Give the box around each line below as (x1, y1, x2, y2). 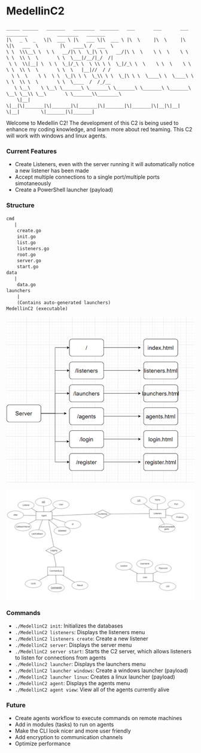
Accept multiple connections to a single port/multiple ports (14, 173, 160, 181)
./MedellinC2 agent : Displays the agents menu (14, 680, 130, 687)
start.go (17, 263, 39, 269)
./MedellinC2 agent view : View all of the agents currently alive (14, 686, 169, 694)
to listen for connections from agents (14, 654, 106, 661)
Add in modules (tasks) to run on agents (14, 721, 114, 728)
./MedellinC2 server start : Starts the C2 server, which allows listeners (14, 648, 192, 655)
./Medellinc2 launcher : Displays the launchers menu (14, 661, 146, 668)
